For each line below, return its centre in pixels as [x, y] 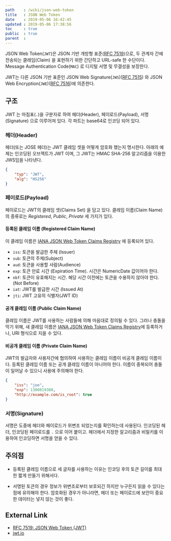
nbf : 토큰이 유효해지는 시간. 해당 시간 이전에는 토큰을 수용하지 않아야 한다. [86, 277]
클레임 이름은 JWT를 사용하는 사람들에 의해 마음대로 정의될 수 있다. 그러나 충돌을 [85, 320]
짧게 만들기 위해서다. [39, 475]
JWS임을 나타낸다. [24, 160]
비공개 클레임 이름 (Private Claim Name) [46, 346]
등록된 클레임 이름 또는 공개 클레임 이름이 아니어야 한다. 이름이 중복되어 [82, 364]
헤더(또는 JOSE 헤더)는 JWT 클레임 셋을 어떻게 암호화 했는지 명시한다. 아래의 [82, 147]
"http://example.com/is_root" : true [53, 395]
